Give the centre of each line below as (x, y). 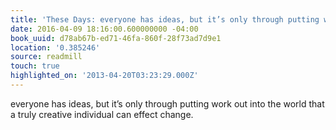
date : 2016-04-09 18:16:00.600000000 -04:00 (104, 29)
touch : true (35, 66)
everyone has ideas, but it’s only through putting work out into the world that (167, 103)
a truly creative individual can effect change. (102, 114)
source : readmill (46, 57)
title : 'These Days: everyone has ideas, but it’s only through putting (165, 19)
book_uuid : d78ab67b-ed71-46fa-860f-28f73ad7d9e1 (116, 38)
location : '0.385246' (55, 47)
